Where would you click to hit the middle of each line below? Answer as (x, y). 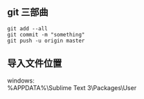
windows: (21, 80)
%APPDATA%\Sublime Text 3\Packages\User (72, 87)
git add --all (28, 29)
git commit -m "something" (46, 34)
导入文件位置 (35, 64)
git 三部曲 (28, 12)
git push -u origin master (46, 41)
